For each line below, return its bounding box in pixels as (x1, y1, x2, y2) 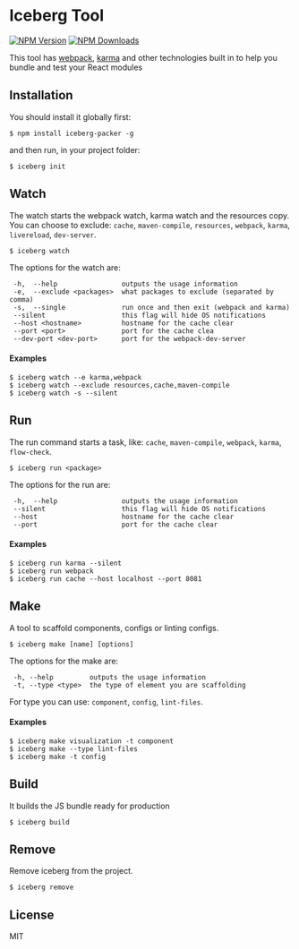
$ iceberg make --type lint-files (9, 744, 139, 753)
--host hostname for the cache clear (13, 512, 235, 521)
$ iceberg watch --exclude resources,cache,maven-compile (9, 380, 230, 389)
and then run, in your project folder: (9, 144, 141, 155)
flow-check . (9, 446, 52, 457)
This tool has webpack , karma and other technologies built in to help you (9, 52, 278, 63)
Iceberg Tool (9, 5, 105, 26)
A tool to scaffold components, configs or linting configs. (9, 622, 219, 633)
